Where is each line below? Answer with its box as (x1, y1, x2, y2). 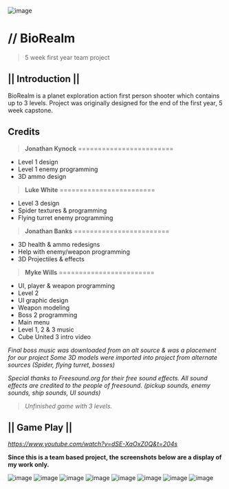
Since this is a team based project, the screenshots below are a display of (8, 453, 222, 461)
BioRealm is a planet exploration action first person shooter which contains (8, 91, 220, 100)
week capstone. (8, 106, 54, 114)
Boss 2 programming (17, 310, 78, 319)
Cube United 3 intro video (17, 332, 91, 340)
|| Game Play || (8, 422, 73, 433)
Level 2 (17, 289, 39, 297)
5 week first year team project (24, 53, 110, 61)
